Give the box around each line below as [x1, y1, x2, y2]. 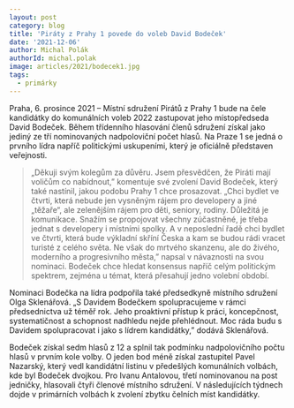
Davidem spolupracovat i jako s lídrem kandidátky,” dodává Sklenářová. [9, 324, 269, 336]
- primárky [17, 79, 57, 87]
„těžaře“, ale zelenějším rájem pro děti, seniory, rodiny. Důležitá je [30, 204, 269, 215]
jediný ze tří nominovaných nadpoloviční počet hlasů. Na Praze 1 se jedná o [9, 131, 283, 141]
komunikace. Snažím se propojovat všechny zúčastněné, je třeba [30, 214, 268, 224]
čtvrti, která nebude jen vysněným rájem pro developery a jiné [30, 195, 258, 206]
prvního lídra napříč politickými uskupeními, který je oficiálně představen [9, 140, 274, 151]
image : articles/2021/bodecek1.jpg [9, 63, 140, 72]
